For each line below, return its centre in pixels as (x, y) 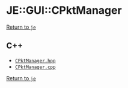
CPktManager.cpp (35, 67)
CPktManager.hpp (35, 60)
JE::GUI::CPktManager (64, 10)
